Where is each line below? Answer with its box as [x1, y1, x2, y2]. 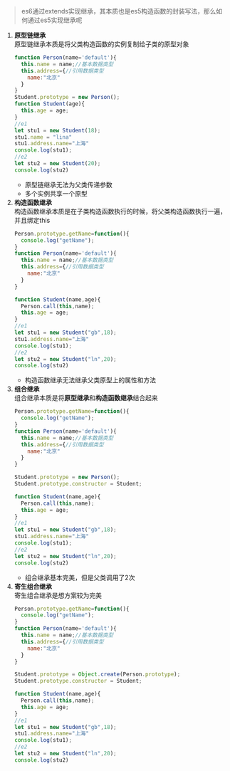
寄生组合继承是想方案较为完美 [14, 591, 102, 599]
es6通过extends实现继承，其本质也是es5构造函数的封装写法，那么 [21, 7, 216, 15]
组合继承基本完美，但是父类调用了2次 [24, 573, 135, 582]
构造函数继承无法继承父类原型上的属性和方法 [24, 376, 157, 384]
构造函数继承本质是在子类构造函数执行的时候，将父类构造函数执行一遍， [14, 206, 226, 216]
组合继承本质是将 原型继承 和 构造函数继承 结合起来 [14, 394, 158, 402]
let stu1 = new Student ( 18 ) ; [14, 127, 101, 134]
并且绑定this [14, 216, 51, 224]
